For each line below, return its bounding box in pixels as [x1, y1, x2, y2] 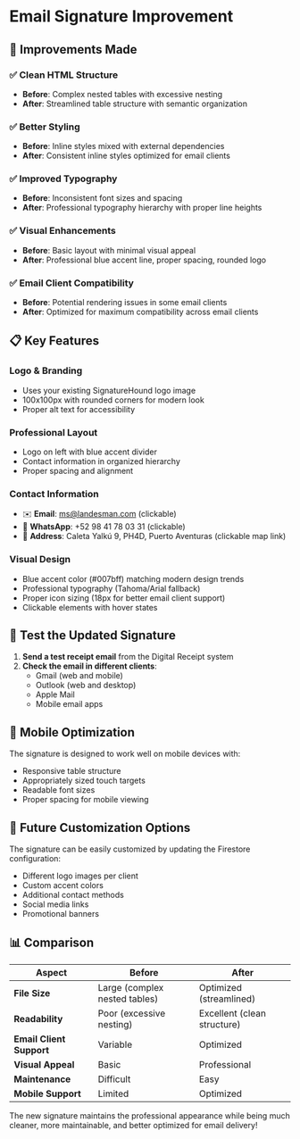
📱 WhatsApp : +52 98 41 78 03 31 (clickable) [21, 521, 186, 532]
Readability [13, 1012, 63, 1025]
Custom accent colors [21, 880, 104, 891]
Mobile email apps [35, 699, 104, 710]
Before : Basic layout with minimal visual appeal [21, 245, 196, 255]
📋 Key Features [9, 333, 100, 349]
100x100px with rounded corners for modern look [21, 395, 205, 405]
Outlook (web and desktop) [35, 680, 137, 691]
